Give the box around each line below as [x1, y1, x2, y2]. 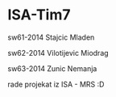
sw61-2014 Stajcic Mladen [7, 32, 95, 42]
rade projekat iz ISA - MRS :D [7, 79, 105, 89]
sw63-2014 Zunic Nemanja [7, 63, 97, 74]
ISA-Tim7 [7, 6, 71, 24]
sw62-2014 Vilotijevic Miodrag [7, 48, 110, 57]
